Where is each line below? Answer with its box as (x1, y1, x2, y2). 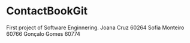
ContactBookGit (6, 4, 88, 18)
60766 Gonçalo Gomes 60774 (6, 30, 81, 37)
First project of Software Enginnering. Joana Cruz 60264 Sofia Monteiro (6, 24, 185, 31)
